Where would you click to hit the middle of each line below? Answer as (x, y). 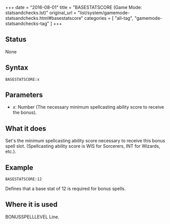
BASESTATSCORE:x (22, 79)
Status (16, 39)
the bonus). (25, 113)
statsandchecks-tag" (27, 23)
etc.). (11, 151)
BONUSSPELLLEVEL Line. (32, 217)
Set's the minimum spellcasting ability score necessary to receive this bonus (85, 141)
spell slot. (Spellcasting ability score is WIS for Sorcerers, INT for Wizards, (83, 146)
